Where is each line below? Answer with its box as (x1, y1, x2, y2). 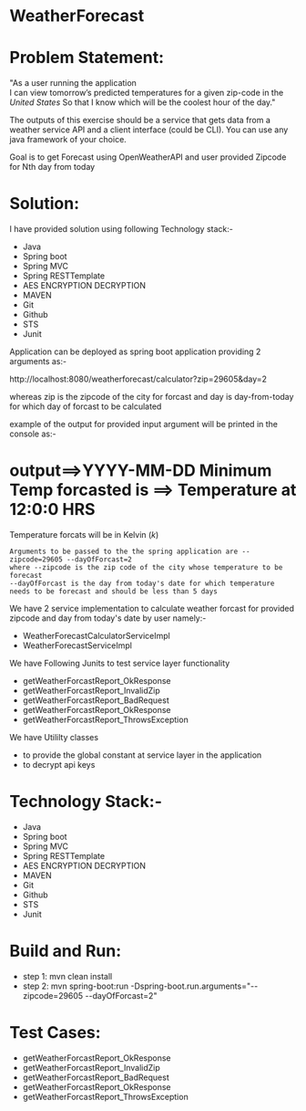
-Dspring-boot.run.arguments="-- (130, 980, 259, 991)
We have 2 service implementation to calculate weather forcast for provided (9, 603, 294, 613)
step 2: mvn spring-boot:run (22, 980, 129, 991)
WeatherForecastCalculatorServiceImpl (22, 631, 170, 641)
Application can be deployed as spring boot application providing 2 (9, 346, 261, 357)
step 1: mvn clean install (22, 970, 113, 981)
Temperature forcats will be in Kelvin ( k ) (9, 529, 159, 540)
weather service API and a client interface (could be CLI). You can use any (9, 124, 289, 135)
